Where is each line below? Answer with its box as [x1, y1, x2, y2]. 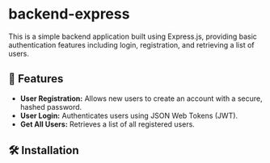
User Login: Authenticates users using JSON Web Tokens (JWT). [19, 111, 238, 120]
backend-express [8, 5, 130, 23]
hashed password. [19, 102, 82, 111]
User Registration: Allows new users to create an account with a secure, [19, 94, 263, 103]
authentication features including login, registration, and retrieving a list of [8, 40, 255, 49]
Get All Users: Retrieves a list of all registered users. [19, 119, 196, 129]
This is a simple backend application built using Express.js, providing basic [8, 31, 257, 41]
